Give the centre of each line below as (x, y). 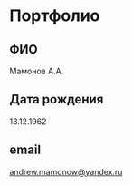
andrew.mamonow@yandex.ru (66, 171)
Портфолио (55, 16)
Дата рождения (57, 99)
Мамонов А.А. (37, 71)
